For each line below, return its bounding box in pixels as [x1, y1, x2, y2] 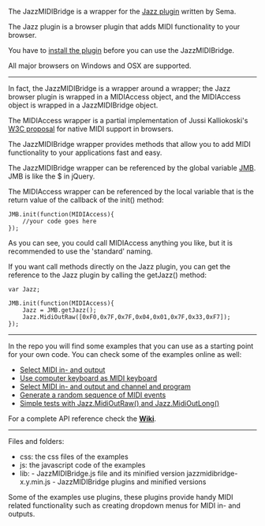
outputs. [8, 509, 35, 518]
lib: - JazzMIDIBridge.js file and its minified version [19, 469, 185, 478]
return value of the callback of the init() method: [8, 195, 164, 205]
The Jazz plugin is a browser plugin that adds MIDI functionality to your [8, 22, 241, 31]
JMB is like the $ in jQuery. [8, 171, 95, 181]
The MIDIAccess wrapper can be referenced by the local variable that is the [8, 187, 255, 196]
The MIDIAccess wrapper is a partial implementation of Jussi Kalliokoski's [8, 116, 248, 125]
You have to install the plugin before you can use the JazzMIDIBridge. [8, 46, 235, 54]
